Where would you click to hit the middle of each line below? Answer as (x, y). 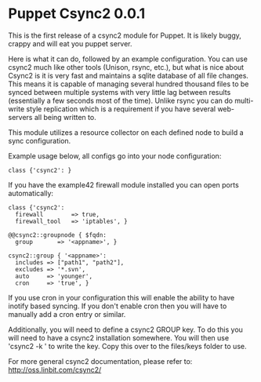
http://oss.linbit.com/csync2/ (55, 369)
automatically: (31, 193)
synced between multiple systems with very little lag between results (120, 92)
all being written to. (65, 117)
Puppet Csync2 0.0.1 (77, 14)
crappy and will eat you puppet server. (70, 43)
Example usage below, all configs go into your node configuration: (115, 156)
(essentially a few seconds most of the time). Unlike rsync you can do (121, 100)
